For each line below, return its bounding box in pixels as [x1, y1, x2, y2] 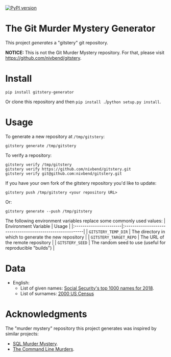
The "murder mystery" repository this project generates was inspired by [5, 325, 157, 331]
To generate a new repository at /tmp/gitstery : [5, 133, 105, 139]
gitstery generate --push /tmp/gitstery [5, 208, 93, 214]
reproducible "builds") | [5, 245, 55, 251]
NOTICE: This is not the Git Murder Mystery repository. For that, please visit [5, 49, 165, 56]
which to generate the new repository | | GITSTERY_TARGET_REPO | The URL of [5, 234, 164, 240]
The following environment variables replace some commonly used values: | [5, 218, 166, 224]
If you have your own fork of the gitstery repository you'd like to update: [5, 180, 157, 186]
